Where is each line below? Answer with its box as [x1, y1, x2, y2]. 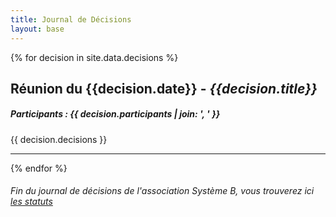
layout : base [10, 24, 65, 34]
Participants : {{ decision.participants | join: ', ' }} [10, 108, 221, 120]
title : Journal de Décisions [10, 14, 132, 25]
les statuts [10, 196, 53, 208]
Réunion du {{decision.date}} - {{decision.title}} [10, 80, 318, 97]
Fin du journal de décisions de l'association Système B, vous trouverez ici [10, 185, 315, 197]
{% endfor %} [10, 162, 68, 174]
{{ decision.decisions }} [10, 133, 108, 145]
